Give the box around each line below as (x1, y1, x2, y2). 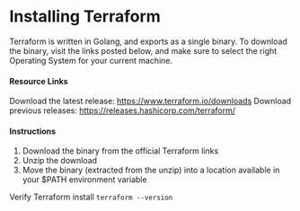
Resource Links (9, 75, 69, 86)
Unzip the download (22, 155, 97, 166)
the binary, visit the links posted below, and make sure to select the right (9, 45, 278, 56)
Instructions (9, 126, 57, 136)
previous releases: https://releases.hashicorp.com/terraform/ (9, 105, 236, 116)
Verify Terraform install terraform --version (9, 191, 173, 203)
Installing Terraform (9, 6, 162, 27)
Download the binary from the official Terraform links (22, 145, 219, 156)
